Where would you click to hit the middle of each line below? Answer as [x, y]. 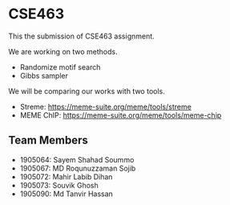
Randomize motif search [60, 67]
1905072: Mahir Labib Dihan [66, 176]
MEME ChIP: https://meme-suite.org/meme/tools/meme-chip [121, 115]
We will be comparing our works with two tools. [87, 91]
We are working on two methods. [63, 51]
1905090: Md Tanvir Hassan [67, 194]
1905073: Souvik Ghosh [59, 185]
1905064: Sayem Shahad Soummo [77, 159]
